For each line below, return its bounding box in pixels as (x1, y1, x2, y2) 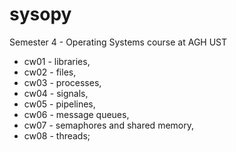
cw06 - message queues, (23, 108, 130, 120)
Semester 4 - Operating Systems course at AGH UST (9, 36, 228, 48)
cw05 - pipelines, (23, 98, 96, 110)
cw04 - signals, (23, 87, 89, 99)
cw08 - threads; (23, 129, 91, 142)
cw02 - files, (23, 66, 77, 78)
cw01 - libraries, (23, 55, 91, 67)
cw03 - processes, (23, 76, 102, 88)
